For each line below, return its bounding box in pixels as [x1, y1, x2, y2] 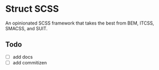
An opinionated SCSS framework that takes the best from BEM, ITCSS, [5, 20, 154, 26]
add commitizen [12, 59, 47, 65]
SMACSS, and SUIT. [5, 25, 48, 31]
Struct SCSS [5, 3, 59, 15]
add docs [12, 54, 33, 60]
